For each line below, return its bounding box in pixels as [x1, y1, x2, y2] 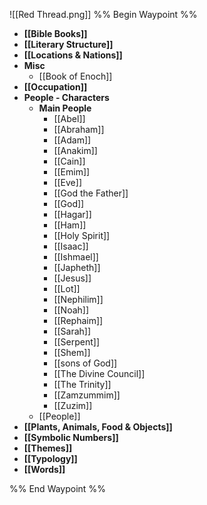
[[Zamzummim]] [53, 389, 121, 401]
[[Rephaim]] [53, 315, 104, 326]
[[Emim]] [53, 166, 91, 178]
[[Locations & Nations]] [23, 49, 123, 61]
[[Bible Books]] [23, 28, 88, 39]
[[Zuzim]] [53, 400, 93, 411]
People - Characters [23, 92, 110, 103]
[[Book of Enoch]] [38, 70, 113, 82]
